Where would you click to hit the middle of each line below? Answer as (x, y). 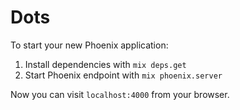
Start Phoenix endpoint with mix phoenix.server (123, 75)
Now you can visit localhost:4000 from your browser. (120, 94)
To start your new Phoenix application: (89, 45)
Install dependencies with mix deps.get (105, 64)
